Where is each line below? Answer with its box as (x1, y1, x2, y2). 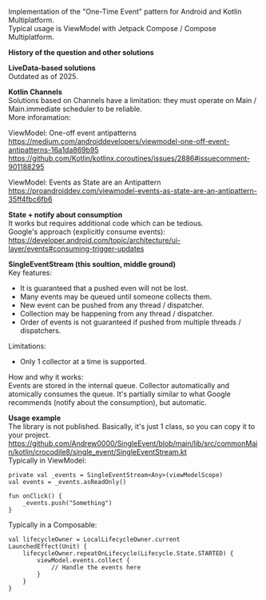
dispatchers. (19, 326, 62, 335)
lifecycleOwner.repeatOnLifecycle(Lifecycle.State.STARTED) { (22, 550, 234, 558)
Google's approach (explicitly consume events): (8, 227, 165, 236)
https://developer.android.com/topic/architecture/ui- (8, 236, 181, 244)
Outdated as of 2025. (8, 72, 78, 81)
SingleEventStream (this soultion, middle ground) (8, 260, 177, 268)
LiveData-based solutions (8, 63, 96, 73)
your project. (8, 431, 50, 439)
